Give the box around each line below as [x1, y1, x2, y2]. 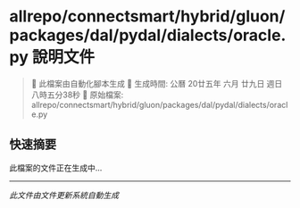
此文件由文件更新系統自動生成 [9, 189, 119, 200]
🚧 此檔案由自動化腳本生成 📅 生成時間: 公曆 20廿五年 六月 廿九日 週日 [30, 78, 283, 88]
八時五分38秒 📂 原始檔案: [30, 89, 124, 100]
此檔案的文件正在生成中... [9, 162, 103, 173]
